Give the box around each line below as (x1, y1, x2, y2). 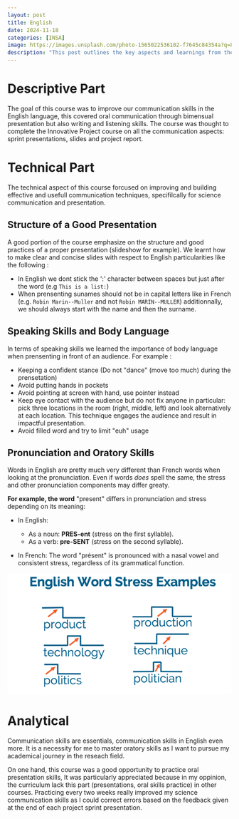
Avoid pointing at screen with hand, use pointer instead (17, 388, 180, 397)
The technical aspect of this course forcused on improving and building (7, 182, 217, 192)
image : (7, 41, 27, 49)
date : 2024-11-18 (7, 26, 59, 34)
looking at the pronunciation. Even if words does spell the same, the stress (7, 473, 226, 482)
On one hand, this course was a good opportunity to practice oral (7, 765, 199, 773)
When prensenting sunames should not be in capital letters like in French (17, 289, 231, 298)
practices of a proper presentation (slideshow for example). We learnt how (7, 245, 226, 254)
